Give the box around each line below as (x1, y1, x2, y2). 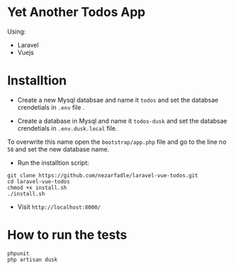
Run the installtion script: (17, 158, 89, 167)
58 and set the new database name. (7, 144, 110, 153)
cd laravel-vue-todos (7, 178, 71, 185)
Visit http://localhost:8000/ (17, 202, 101, 211)
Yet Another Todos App (7, 4, 145, 20)
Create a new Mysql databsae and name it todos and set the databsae (17, 96, 219, 104)
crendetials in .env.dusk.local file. (17, 123, 117, 133)
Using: (7, 27, 27, 36)
